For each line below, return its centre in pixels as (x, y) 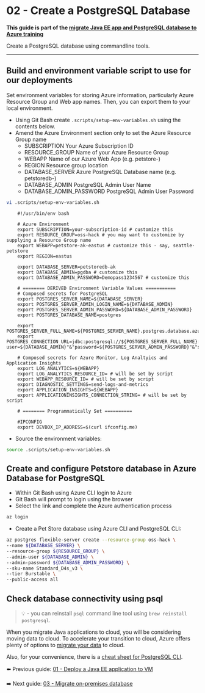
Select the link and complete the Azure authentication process (93, 506)
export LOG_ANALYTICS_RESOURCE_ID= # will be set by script (95, 374)
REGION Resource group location (66, 165)
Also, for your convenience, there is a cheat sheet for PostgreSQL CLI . (95, 657)
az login (17, 517)
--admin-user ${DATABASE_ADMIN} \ (50, 557)
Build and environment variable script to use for (99, 71)
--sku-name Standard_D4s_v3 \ (45, 568)
